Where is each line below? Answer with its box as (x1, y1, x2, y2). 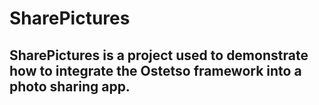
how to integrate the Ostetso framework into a (9, 62, 302, 79)
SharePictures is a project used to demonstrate (9, 47, 309, 64)
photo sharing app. (9, 78, 131, 95)
